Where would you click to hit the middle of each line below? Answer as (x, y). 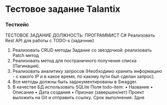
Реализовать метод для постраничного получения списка (75, 61)
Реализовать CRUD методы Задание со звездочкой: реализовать (82, 50)
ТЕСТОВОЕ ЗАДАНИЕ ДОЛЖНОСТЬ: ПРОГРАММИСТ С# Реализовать (80, 35)
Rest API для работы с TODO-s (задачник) (50, 41)
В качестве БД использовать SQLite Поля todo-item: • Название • (83, 87)
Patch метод (25, 55)
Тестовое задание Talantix (63, 9)
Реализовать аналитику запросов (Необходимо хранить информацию (87, 71)
